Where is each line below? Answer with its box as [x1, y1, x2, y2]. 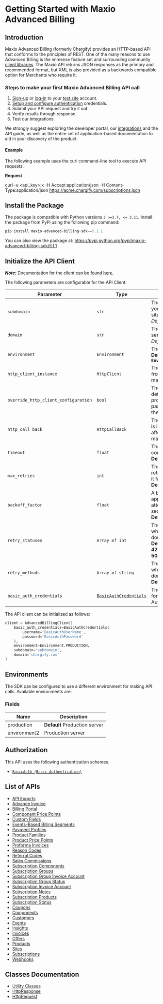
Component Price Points [12, 811, 61, 817]
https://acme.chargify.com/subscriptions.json [49, 187, 141, 193]
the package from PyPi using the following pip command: [5, 220, 120, 225]
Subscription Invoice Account [12, 884, 71, 889]
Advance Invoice [12, 801, 46, 806]
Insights [12, 925, 28, 931]
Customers [12, 915, 34, 921]
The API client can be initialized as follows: [5, 611, 91, 617]
